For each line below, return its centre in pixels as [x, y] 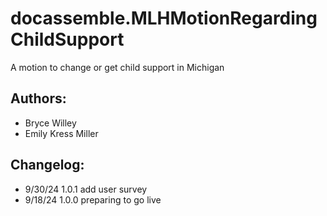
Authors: [38, 98]
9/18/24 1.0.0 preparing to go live [93, 199]
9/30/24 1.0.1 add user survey [86, 189]
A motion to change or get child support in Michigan [117, 67]
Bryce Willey [50, 123]
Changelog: [47, 165]
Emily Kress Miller [61, 133]
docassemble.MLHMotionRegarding [164, 18]
